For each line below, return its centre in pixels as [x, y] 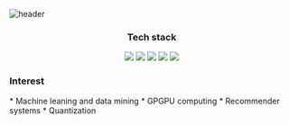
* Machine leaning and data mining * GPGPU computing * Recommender [144, 101]
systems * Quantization [53, 110]
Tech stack [152, 37]
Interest [27, 81]
